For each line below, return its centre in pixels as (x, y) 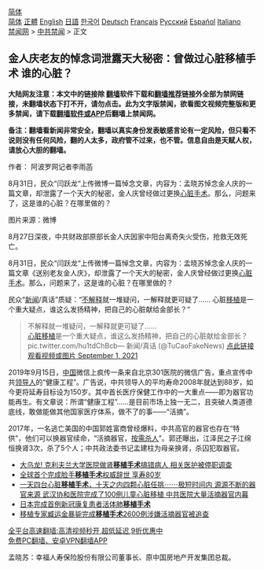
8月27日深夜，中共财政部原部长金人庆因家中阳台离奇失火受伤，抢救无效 (125, 236)
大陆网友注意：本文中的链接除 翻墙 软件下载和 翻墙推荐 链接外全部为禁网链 (126, 94)
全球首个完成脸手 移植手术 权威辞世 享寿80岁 (90, 475)
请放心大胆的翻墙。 (39, 150)
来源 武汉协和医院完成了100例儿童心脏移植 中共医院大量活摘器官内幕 (137, 494)
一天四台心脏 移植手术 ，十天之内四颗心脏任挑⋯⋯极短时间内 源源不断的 (134, 484)
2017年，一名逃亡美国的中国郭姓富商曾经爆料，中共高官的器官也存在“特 (124, 428)
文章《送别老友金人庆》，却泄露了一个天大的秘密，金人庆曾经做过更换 (126, 272)
